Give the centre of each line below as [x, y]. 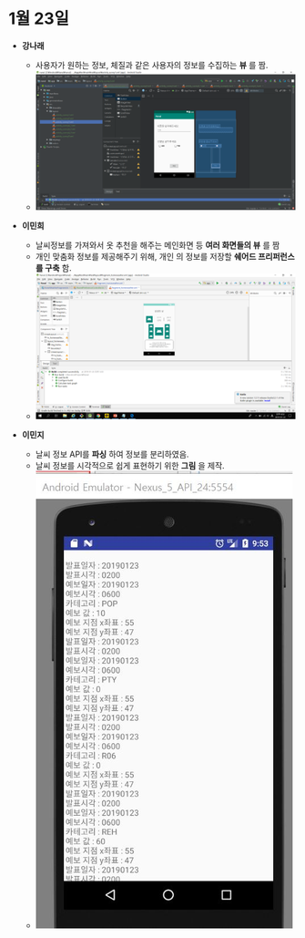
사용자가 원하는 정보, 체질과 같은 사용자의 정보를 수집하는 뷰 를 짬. [152, 65]
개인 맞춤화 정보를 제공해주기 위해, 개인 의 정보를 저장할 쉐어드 [146, 256]
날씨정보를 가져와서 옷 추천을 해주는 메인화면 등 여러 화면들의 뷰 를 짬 [158, 245]
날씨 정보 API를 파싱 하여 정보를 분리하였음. [112, 454]
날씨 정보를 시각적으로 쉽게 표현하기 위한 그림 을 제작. [130, 466]
